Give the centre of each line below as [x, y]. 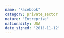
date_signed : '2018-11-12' [32, 28]
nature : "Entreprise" [27, 19]
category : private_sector [31, 14]
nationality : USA [23, 23]
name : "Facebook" [23, 10]
